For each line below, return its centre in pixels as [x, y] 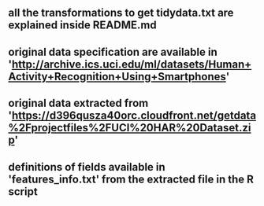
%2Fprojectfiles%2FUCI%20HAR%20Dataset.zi [130, 128]
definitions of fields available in [87, 167]
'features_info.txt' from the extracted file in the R [131, 179]
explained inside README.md [82, 26]
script [23, 191]
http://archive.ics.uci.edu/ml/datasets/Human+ [132, 64]
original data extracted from [78, 103]
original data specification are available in [113, 51]
